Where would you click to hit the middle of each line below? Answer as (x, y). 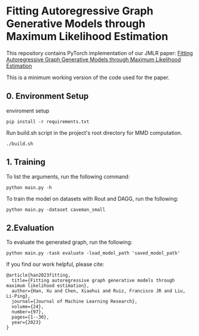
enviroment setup (28, 111)
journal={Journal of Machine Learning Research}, (74, 302)
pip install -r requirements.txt (48, 122)
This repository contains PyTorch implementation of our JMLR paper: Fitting (99, 53)
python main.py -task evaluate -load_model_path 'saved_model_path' (93, 253)
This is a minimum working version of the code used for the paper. (88, 77)
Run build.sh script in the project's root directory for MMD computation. (94, 132)
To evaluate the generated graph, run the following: (69, 242)
